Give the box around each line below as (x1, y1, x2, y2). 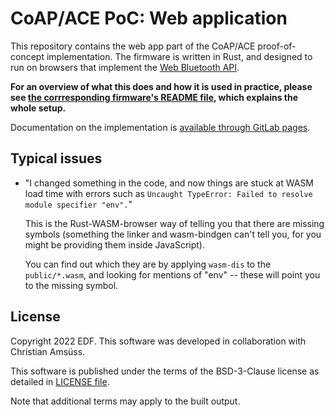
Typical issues (10, 150, 103, 167)
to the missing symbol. (24, 279, 119, 291)
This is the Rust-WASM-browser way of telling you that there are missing (24, 217, 325, 229)
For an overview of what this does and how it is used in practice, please (10, 80, 313, 92)
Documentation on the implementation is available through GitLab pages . (10, 121, 311, 133)
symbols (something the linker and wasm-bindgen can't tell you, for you (24, 228, 322, 240)
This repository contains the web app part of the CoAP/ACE (10, 40, 256, 52)
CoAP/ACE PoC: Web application (10, 7, 288, 30)
